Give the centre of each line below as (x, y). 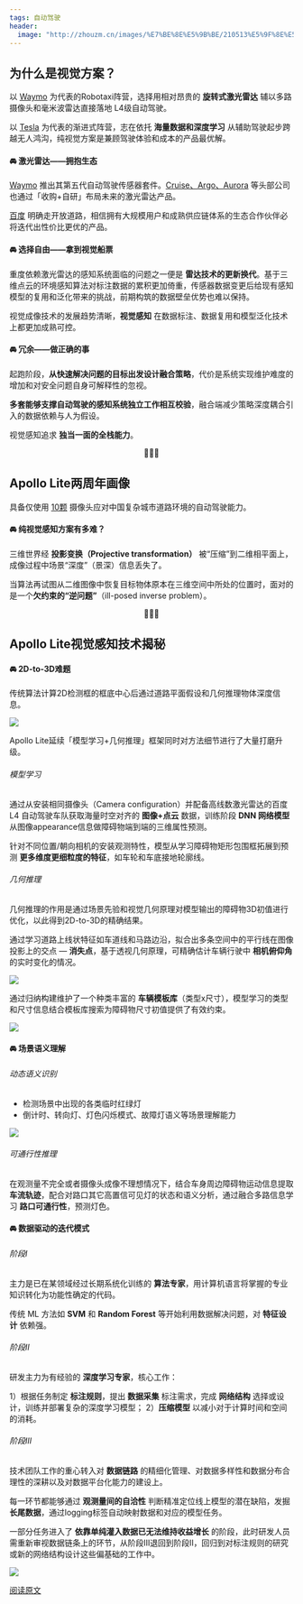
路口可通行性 (43, 1206)
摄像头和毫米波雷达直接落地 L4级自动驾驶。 (90, 108)
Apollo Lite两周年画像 (70, 484)
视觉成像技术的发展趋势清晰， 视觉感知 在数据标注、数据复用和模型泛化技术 (149, 316)
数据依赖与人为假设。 (64, 415)
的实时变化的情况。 (45, 962)
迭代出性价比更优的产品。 (64, 227)
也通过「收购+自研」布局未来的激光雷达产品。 (95, 197)
